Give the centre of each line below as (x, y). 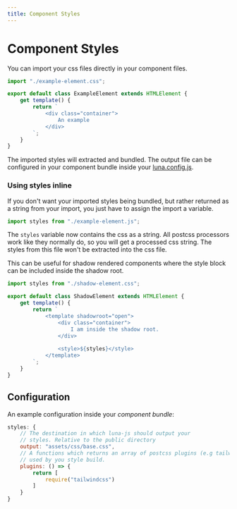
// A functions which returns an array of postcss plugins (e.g (116, 453)
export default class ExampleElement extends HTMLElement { (98, 94)
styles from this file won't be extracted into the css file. (87, 250)
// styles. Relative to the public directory (88, 440)
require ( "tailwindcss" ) (80, 479)
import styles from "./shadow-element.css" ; (74, 284)
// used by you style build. (63, 460)
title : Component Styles (44, 14)
